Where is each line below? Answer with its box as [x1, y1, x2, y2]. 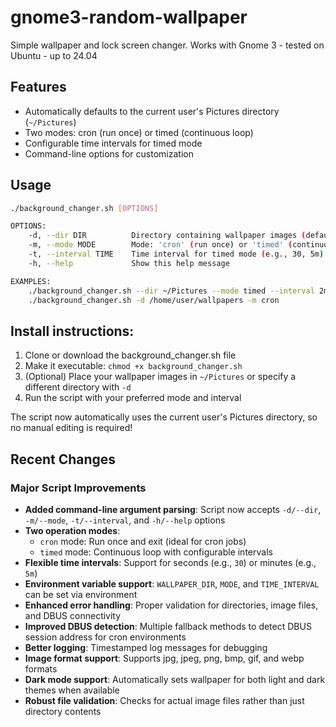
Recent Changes [10, 451, 117, 468]
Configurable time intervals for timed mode [24, 137, 203, 149]
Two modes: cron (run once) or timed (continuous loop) [24, 126, 254, 138]
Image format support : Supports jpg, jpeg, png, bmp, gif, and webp [24, 652, 305, 664]
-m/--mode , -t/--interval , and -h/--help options [24, 514, 226, 526]
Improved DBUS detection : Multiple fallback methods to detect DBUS [24, 620, 312, 632]
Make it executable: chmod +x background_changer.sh [24, 360, 243, 372]
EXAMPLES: [10, 276, 52, 286]
